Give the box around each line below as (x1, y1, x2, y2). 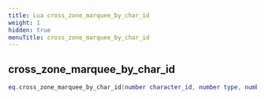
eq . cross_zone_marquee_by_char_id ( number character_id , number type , (8, 83, 242, 91)
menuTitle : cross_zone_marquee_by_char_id (8, 33, 150, 42)
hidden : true (8, 26, 51, 34)
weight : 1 (8, 19, 41, 27)
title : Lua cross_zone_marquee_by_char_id (8, 11, 150, 20)
